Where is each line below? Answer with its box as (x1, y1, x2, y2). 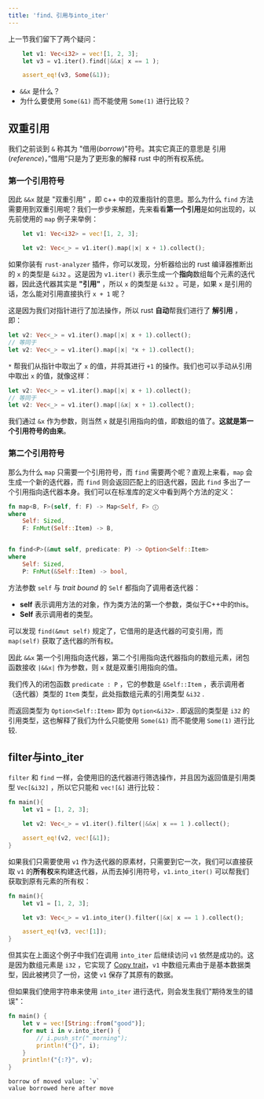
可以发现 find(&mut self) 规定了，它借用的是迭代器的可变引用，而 (8, 626, 224, 636)
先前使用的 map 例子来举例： (8, 214, 99, 224)
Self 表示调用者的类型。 (19, 609, 97, 618)
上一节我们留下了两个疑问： (8, 34, 98, 43)
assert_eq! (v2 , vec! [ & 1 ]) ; (22, 835, 111, 843)
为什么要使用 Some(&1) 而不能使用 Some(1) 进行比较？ (19, 96, 191, 106)
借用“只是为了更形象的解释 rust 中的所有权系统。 (50, 154, 208, 164)
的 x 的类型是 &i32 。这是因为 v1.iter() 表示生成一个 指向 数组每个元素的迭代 (8, 269, 255, 279)
